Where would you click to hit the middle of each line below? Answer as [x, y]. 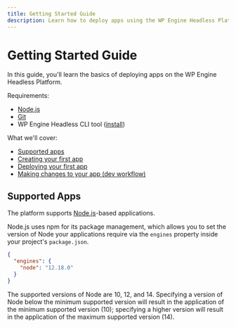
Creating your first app [50, 159]
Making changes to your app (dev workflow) [81, 174]
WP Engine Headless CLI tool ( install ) [71, 125]
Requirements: [28, 96]
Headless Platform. [35, 82]
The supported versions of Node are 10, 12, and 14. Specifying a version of [115, 294]
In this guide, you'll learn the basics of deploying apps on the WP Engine [112, 75]
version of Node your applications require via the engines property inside [113, 234]
